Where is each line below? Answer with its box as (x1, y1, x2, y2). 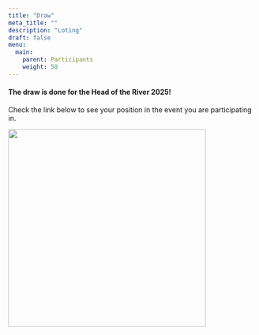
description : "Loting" (8, 26, 83, 34)
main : (15, 48, 34, 56)
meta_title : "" (8, 19, 58, 27)
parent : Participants (22, 56, 93, 64)
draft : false (8, 33, 51, 42)
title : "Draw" (8, 11, 55, 20)
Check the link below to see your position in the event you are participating (8, 104, 252, 115)
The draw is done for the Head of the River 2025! (8, 88, 171, 97)
